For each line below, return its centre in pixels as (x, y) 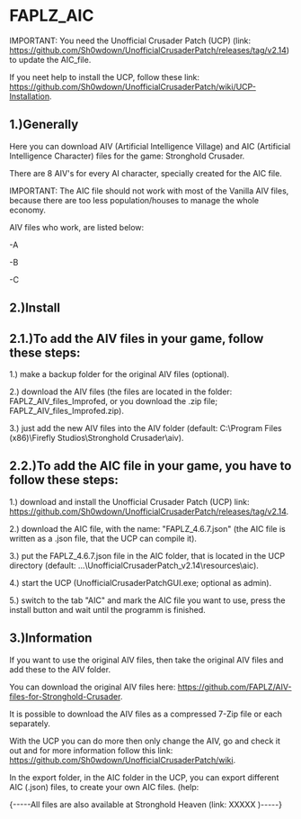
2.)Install (35, 308)
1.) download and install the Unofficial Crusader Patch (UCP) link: (129, 501)
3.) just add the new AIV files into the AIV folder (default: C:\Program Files (146, 427)
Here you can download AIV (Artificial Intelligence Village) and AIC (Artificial (150, 146)
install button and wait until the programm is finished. (108, 609)
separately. (30, 723)
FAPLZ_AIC (52, 16)
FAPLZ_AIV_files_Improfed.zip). (66, 410)
